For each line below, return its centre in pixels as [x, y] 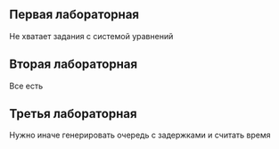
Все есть [26, 86]
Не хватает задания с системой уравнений [91, 36]
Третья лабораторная [73, 114]
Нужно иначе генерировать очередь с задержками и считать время [140, 135]
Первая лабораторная [74, 15]
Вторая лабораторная [74, 65]
